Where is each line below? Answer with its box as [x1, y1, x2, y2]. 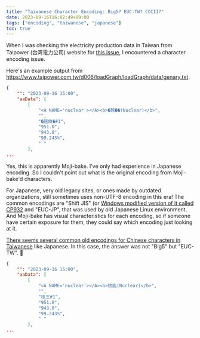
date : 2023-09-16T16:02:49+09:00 [6, 14, 90, 20]
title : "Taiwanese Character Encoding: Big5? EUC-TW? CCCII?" [6, 8, 164, 15]
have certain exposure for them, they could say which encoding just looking [6, 219, 193, 226]
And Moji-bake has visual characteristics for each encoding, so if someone [6, 212, 191, 219]
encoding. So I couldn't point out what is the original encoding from [6, 168, 172, 176]
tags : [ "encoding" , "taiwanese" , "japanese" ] [6, 20, 121, 26]
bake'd [6, 175, 23, 182]
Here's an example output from [6, 67, 83, 75]
